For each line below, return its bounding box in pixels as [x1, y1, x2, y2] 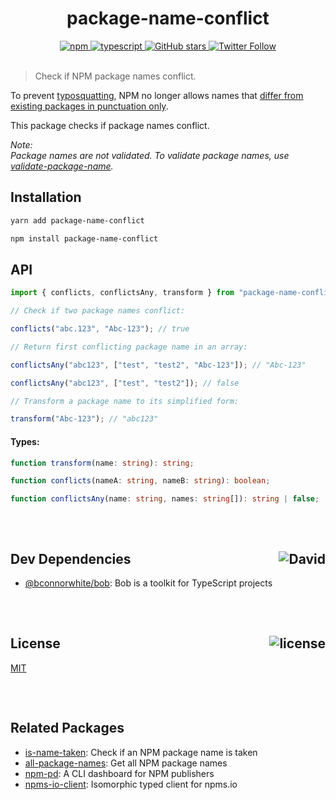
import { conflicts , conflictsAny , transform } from [10, 288, 235, 298]
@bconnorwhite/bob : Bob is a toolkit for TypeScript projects [24, 577, 273, 589]
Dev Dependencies [10, 550, 132, 567]
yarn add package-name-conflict [10, 215, 145, 226]
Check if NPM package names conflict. [34, 70, 197, 82]
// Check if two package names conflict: [10, 306, 186, 316]
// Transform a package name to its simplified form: [10, 396, 240, 406]
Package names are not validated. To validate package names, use [10, 149, 290, 161]
